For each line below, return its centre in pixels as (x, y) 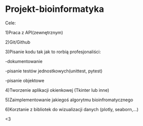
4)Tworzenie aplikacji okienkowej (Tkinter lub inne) (57, 90)
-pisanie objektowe (25, 80)
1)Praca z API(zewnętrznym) (34, 32)
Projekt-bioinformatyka (55, 9)
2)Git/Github (18, 42)
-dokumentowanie (24, 61)
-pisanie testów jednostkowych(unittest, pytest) (54, 71)
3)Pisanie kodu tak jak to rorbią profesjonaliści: (53, 52)
